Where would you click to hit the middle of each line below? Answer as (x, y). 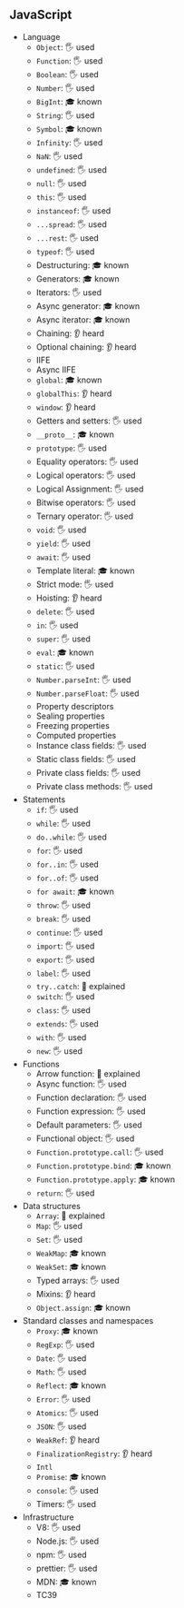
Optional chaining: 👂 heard (86, 347)
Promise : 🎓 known (71, 1476)
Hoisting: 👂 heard (69, 598)
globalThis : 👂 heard (74, 393)
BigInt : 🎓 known (69, 101)
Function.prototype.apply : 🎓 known (105, 1179)
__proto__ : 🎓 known (75, 434)
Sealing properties (71, 716)
